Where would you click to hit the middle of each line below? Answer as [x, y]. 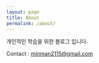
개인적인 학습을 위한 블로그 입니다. [47, 42]
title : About [23, 18]
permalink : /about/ [31, 23]
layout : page [23, 12]
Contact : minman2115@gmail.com [50, 54]
